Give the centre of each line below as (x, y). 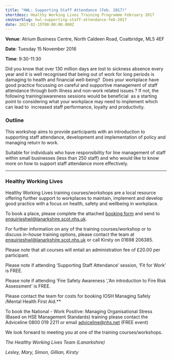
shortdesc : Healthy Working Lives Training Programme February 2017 (80, 15)
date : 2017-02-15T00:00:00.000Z (40, 24)
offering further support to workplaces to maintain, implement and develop (84, 198)
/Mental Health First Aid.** (33, 301)
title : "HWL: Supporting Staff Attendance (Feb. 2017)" (66, 10)
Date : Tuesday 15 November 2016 (41, 49)
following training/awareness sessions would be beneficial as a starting (81, 96)
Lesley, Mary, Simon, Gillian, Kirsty (42, 352)
